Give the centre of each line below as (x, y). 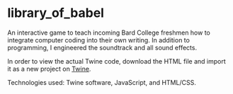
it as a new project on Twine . (49, 69)
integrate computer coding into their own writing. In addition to (98, 40)
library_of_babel (56, 13)
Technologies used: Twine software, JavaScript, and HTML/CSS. (102, 82)
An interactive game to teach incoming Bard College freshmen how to (109, 33)
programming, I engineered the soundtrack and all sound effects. (102, 47)
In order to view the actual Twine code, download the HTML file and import (117, 61)
